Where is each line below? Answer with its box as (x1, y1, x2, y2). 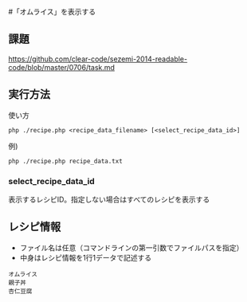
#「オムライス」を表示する (8, 7, 96, 16)
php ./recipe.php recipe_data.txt (8, 157, 123, 165)
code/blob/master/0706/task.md (8, 62, 116, 72)
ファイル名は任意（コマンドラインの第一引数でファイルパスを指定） (19, 242, 244, 253)
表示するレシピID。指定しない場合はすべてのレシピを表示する (8, 194, 210, 204)
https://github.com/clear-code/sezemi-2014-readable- (8, 54, 188, 64)
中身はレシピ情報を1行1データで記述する (19, 253, 152, 262)
